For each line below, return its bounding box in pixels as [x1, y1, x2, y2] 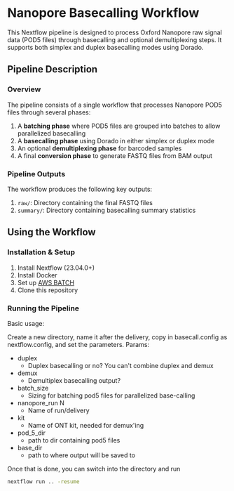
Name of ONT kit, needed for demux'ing [27, 421, 144, 429]
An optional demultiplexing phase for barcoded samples [17, 144, 182, 152]
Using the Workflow [7, 226, 96, 238]
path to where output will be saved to [27, 451, 135, 459]
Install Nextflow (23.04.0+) [17, 263, 95, 272]
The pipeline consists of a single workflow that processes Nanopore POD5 [7, 100, 223, 109]
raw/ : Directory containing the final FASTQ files [17, 198, 153, 207]
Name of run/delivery [27, 406, 90, 414]
